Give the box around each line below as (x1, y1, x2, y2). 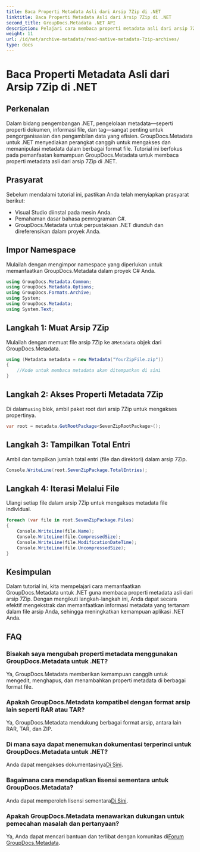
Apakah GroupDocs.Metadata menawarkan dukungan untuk (6, 811, 185, 820)
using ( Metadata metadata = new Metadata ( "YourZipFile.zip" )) (6, 356, 164, 362)
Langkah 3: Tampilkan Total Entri (6, 440, 131, 450)
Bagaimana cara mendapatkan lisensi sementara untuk (6, 776, 168, 784)
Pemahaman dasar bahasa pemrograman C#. (14, 215, 126, 222)
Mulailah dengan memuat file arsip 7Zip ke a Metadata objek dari (6, 338, 162, 346)
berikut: (6, 197, 26, 204)
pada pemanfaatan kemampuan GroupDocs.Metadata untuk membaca (6, 151, 179, 158)
